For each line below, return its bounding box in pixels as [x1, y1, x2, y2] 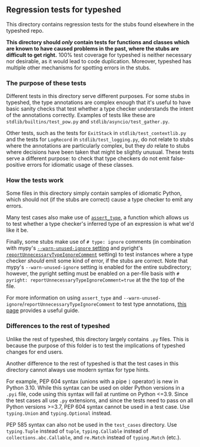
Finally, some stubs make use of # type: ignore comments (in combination [6, 238, 191, 246]
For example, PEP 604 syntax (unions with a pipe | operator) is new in [6, 378, 179, 385]
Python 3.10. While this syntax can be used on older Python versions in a [6, 384, 185, 391]
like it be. [6, 226, 29, 234]
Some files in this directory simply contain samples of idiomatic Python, [6, 189, 182, 197]
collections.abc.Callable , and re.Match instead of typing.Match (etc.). [6, 433, 181, 441]
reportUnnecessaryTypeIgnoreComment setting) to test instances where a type [6, 251, 193, 258]
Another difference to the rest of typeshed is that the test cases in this [6, 360, 179, 367]
